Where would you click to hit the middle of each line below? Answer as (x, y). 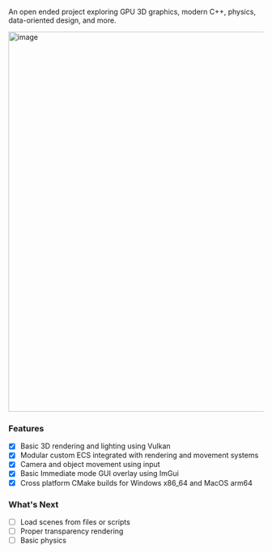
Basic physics (43, 540)
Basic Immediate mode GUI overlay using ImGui (100, 474)
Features (26, 428)
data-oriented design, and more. (63, 20)
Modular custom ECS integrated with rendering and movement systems (139, 455)
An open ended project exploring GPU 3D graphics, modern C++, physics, (132, 12)
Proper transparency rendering (72, 531)
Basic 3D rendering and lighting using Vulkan (96, 446)
